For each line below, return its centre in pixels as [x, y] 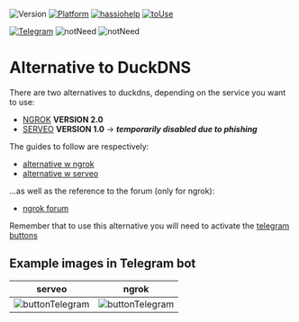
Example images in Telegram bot [103, 264]
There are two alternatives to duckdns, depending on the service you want [148, 92]
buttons [23, 235]
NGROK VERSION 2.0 [63, 119]
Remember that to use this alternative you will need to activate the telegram [149, 226]
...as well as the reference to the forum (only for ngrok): [112, 191]
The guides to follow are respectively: [79, 146]
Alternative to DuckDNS [100, 68]
